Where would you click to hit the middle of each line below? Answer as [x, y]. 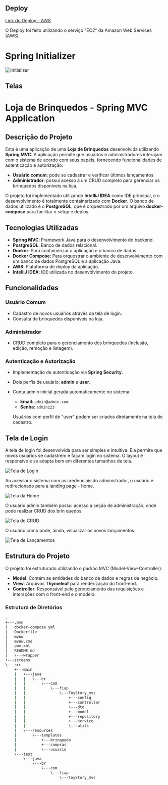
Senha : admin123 [37, 407]
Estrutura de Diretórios [34, 607]
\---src [13, 665]
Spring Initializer [40, 56]
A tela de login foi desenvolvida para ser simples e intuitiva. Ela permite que [84, 450]
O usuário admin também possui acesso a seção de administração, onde [81, 505]
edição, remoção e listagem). [43, 348]
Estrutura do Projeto [38, 556]
